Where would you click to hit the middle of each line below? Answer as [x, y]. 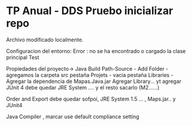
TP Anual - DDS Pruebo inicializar [90, 11]
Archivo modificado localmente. [45, 39]
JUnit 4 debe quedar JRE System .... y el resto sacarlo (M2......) [83, 87]
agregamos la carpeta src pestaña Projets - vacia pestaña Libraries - [90, 75]
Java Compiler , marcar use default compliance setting [73, 117]
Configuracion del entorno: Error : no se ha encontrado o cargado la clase [96, 51]
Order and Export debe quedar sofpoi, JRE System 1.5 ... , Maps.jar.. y [91, 99]
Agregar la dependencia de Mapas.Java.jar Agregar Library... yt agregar [94, 81]
